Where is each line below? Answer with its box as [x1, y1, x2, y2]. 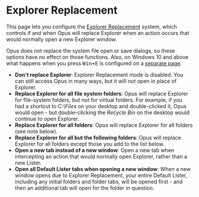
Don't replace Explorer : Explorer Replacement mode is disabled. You [14, 71, 184, 78]
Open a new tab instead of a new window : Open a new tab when [14, 146, 175, 154]
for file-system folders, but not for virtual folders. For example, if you [14, 96, 182, 104]
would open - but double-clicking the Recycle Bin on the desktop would [14, 109, 190, 116]
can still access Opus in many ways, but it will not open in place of [14, 77, 177, 85]
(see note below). [14, 128, 58, 135]
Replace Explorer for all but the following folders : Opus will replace [14, 134, 182, 141]
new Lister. [14, 159, 42, 166]
